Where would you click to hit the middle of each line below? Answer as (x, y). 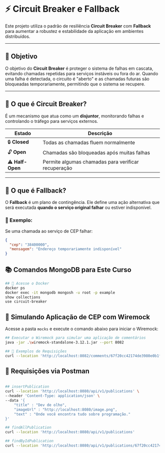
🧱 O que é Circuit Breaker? (46, 104)
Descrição (100, 133)
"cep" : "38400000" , (29, 245)
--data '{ (15, 400)
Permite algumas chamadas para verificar (91, 162)
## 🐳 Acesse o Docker (27, 283)
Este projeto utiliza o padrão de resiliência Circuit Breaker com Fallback (78, 26)
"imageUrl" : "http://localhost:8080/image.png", (66, 410)
